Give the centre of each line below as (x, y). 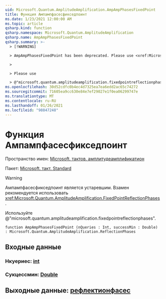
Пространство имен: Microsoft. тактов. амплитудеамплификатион (75, 159)
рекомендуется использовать (37, 193)
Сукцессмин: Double (32, 274)
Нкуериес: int (22, 261)
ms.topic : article (24, 24)
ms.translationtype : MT (30, 96)
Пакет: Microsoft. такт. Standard (38, 169)
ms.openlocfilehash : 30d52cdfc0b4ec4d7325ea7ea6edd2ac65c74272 (72, 87)
